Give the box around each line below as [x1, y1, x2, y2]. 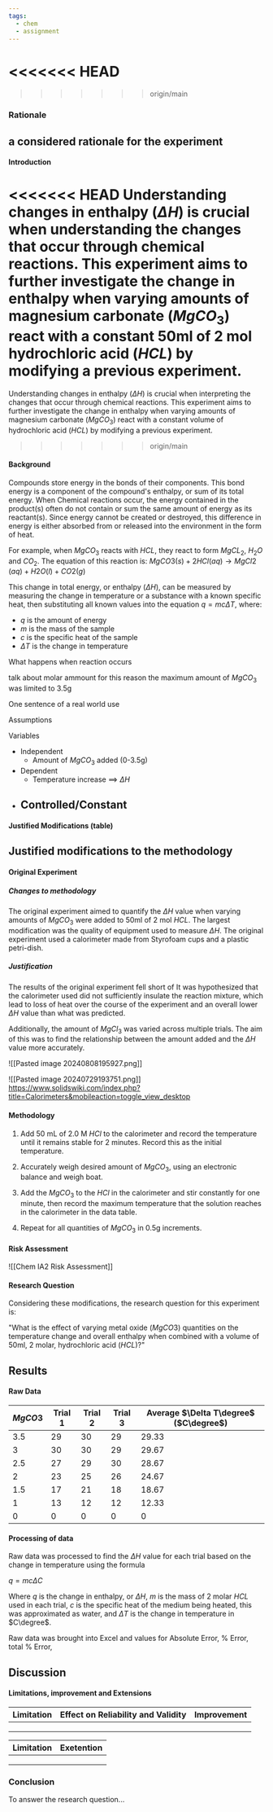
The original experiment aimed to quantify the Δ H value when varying [8, 906, 241, 916]
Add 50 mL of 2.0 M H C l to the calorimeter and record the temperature [19, 1129, 258, 1139]
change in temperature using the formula [8, 1560, 145, 1570]
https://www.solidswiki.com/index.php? [8, 1083, 141, 1093]
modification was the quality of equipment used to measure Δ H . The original [8, 925, 264, 935]
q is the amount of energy [19, 616, 107, 625]
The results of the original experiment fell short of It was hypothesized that [8, 982, 258, 992]
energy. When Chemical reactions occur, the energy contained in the [8, 494, 239, 505]
